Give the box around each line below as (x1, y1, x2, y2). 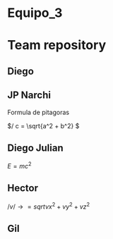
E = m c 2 (7, 161, 32, 171)
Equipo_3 (7, 5, 63, 21)
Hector (7, 182, 39, 195)
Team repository (7, 37, 107, 54)
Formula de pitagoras (7, 108, 69, 116)
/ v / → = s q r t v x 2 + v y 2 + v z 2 (7, 201, 90, 211)
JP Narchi (7, 90, 52, 102)
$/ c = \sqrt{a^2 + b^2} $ (7, 121, 80, 130)
